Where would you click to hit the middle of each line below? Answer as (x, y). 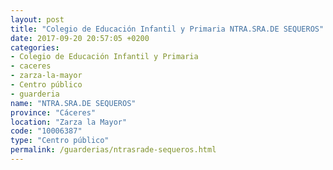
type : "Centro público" (60, 141)
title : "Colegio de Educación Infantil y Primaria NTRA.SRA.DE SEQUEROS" (167, 29)
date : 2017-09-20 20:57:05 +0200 (80, 38)
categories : (35, 47)
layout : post (37, 19)
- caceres (31, 66)
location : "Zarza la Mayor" (69, 122)
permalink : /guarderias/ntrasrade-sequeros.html (113, 150)
